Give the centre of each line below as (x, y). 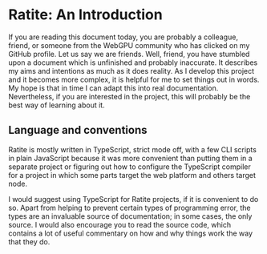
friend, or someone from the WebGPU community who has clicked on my (129, 45)
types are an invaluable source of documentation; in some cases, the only (130, 216)
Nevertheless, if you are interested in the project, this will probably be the (129, 96)
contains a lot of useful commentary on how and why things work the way (131, 233)
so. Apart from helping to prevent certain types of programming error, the (129, 208)
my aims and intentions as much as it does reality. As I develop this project (131, 71)
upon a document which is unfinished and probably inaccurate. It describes (133, 62)
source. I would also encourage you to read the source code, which (119, 224)
